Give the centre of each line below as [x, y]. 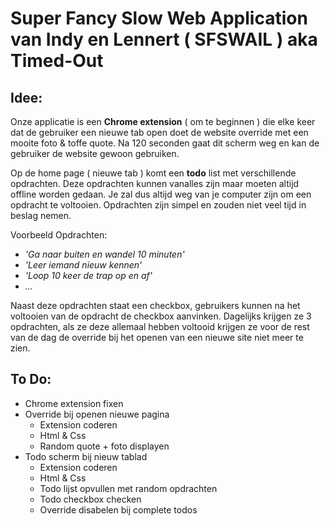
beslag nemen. [41, 215]
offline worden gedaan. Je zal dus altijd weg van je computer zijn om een [161, 194]
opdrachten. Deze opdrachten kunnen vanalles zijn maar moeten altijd [155, 183]
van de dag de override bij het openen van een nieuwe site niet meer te [157, 337]
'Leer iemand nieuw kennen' [83, 265]
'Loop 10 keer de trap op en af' [88, 275]
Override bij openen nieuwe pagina [97, 414]
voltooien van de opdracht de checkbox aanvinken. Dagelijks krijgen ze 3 [161, 316]
